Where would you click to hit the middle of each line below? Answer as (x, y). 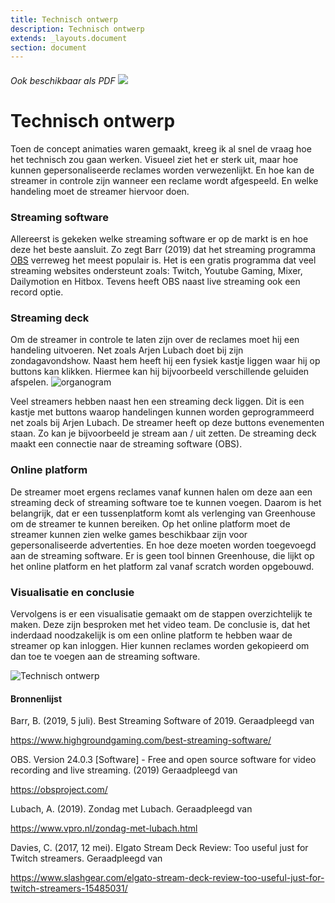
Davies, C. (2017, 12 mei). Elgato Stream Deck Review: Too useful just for (159, 848)
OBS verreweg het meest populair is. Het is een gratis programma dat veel (163, 260)
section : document (48, 47)
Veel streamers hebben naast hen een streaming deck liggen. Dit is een (157, 402)
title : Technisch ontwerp (64, 19)
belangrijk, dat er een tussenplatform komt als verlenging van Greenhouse (163, 513)
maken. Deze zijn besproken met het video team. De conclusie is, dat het (160, 624)
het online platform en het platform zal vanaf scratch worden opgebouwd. (162, 566)
